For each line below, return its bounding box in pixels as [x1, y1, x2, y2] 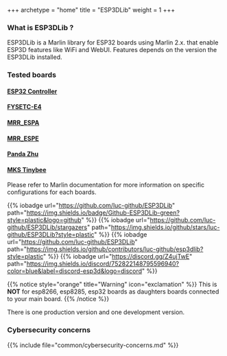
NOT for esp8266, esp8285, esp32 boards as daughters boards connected [7, 287, 219, 296]
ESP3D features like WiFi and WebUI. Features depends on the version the [7, 46, 217, 54]
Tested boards [7, 70, 57, 80]
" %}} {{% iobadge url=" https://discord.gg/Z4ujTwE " [43, 252, 193, 261]
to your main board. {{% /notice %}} [7, 295, 110, 303]
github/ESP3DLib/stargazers [7, 223, 88, 232]
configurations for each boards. [7, 188, 97, 196]
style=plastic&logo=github [7, 216, 82, 224]
